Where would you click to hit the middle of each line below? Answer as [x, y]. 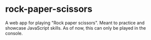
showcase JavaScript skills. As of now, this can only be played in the [75, 28]
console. [14, 33]
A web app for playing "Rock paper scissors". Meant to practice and [75, 23]
